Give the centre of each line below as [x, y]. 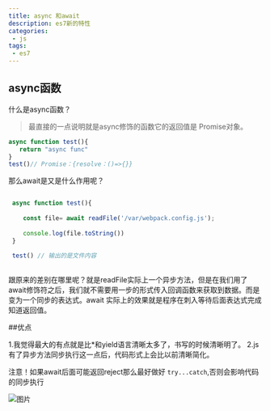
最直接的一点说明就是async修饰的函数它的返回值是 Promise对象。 [138, 126]
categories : [28, 31]
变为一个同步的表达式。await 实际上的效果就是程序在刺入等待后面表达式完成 [135, 300]
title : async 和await [44, 16]
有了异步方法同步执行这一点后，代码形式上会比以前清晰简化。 [111, 355]
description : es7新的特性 [50, 23]
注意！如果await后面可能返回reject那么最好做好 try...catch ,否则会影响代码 [134, 372]
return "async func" [54, 149]
